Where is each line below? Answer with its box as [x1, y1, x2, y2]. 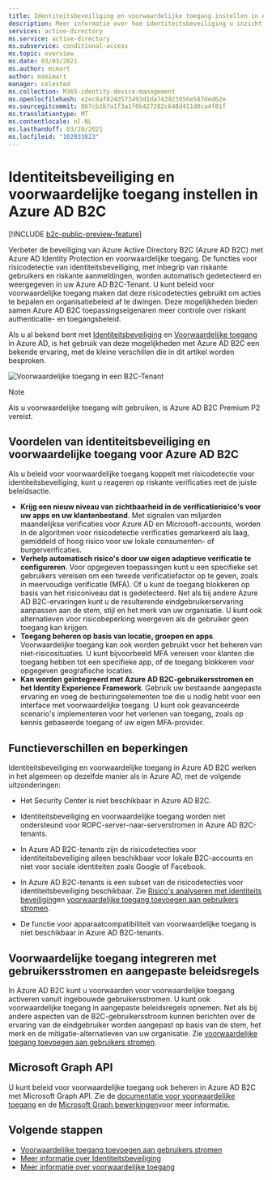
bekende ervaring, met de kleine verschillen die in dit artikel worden [8, 347, 235, 357]
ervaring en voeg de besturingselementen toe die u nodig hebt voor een [19, 692, 261, 702]
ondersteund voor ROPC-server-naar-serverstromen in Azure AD [19, 820, 237, 830]
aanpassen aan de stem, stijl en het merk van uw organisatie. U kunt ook [19, 606, 263, 616]
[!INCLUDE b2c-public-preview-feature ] [8, 229, 142, 239]
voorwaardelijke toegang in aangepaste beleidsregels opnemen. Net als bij [8, 1003, 257, 1012]
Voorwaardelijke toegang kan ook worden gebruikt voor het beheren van [19, 640, 263, 650]
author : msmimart [8, 72, 67, 80]
